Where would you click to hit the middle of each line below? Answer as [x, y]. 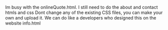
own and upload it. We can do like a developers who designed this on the [81, 18]
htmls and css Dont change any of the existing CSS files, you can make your [84, 12]
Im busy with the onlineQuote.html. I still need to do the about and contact [81, 7]
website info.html [23, 23]
